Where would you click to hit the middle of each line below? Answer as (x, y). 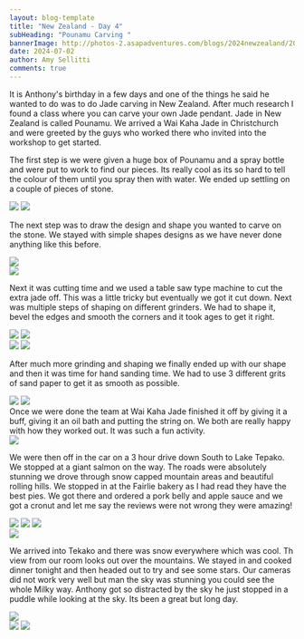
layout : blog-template (52, 18)
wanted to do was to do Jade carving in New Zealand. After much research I (152, 103)
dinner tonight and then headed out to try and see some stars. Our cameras (150, 570)
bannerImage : (34, 43)
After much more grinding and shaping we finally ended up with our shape (148, 363)
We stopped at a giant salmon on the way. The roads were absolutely (138, 467)
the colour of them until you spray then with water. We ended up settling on (150, 179)
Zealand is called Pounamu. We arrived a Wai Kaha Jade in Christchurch (144, 122)
